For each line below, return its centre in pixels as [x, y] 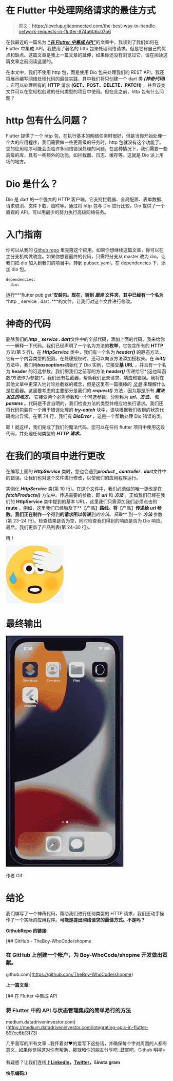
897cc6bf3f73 [21, 1033]
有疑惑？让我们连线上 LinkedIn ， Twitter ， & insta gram [63, 1063]
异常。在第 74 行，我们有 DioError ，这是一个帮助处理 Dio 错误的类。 [92, 416]
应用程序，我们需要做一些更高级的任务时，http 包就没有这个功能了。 [91, 142]
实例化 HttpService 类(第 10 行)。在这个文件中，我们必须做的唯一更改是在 [84, 489]
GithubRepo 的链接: [27, 931]
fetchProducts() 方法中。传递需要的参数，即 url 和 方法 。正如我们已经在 [83, 495]
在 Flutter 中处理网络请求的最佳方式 [81, 11]
